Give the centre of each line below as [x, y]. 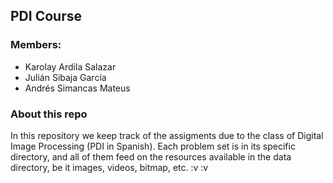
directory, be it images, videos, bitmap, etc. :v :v [109, 167]
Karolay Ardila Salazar [70, 66]
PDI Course [46, 16]
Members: [36, 45]
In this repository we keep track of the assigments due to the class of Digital [167, 135]
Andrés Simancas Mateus [77, 88]
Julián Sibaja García [65, 77]
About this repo [49, 114]
